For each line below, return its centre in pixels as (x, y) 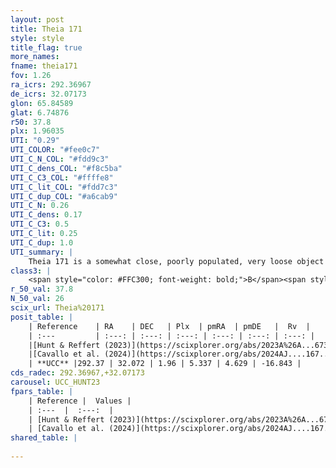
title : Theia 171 (46, 29)
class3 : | (31, 271)
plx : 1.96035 (37, 131)
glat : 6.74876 (40, 112)
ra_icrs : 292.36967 (51, 85)
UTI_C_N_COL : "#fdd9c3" (60, 159)
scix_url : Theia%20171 (57, 308)
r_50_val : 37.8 (42, 289)
